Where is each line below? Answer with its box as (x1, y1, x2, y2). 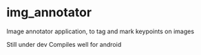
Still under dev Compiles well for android (6, 40, 122, 48)
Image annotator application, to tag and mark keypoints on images (6, 27, 194, 35)
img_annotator (6, 5, 92, 20)
